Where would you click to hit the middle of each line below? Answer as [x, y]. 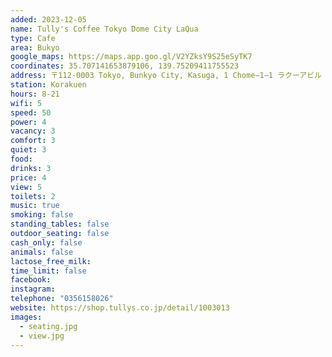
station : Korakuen [48, 85]
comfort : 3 [33, 141]
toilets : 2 [33, 196]
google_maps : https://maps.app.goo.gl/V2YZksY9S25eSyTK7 [131, 57]
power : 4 [28, 122]
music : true [35, 206]
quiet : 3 [28, 150]
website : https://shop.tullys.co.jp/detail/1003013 [120, 308]
